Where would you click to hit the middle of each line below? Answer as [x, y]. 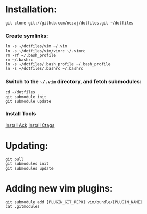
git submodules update [29, 168]
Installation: [31, 9]
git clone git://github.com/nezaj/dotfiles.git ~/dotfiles [69, 23]
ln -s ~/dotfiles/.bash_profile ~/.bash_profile [58, 64]
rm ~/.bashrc [19, 60]
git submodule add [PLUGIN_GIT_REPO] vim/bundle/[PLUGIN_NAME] [74, 202]
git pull [15, 159]
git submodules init [27, 164]
